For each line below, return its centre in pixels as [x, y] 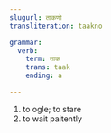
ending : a [44, 76]
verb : [28, 50]
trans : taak [48, 67]
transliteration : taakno [56, 26]
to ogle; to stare [52, 109]
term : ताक [43, 59]
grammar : [26, 42]
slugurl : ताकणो [36, 18]
